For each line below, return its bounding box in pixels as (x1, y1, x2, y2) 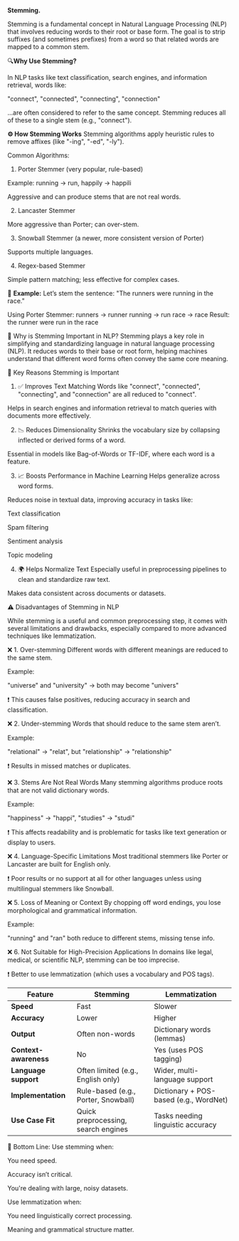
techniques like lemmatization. (7, 632, 97, 640)
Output (11, 1029, 36, 1039)
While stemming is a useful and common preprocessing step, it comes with (7, 617, 228, 625)
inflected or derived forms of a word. (17, 436, 126, 444)
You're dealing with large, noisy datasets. (7, 1184, 129, 1192)
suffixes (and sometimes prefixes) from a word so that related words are (7, 35, 219, 43)
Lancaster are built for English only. (7, 860, 112, 868)
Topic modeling (7, 551, 53, 559)
